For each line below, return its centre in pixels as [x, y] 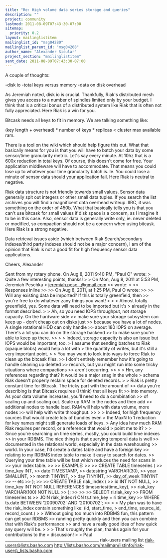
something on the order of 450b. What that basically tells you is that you [79, 208]
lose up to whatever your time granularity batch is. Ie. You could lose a [78, 172]
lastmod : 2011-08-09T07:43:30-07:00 [43, 24]
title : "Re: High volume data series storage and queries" [68, 10]
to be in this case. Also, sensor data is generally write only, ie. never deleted [83, 219]
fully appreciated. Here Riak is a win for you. [51, 111]
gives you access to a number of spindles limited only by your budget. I [79, 100]
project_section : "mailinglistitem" [43, 56]
